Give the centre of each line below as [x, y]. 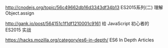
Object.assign [20, 13]
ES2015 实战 [18, 30]
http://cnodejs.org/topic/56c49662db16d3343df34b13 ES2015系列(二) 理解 [84, 7]
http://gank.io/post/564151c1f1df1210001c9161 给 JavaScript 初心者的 [77, 23]
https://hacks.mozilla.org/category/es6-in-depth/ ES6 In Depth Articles [80, 40]
